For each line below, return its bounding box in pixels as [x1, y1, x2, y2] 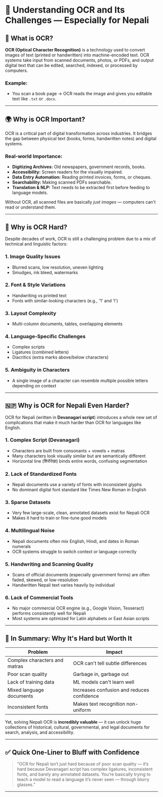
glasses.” [16, 781, 35, 787]
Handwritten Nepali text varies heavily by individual [12, 582, 115, 588]
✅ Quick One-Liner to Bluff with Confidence [5, 748, 140, 756]
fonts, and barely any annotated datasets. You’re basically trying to [16, 771, 151, 777]
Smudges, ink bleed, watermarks [12, 269, 79, 275]
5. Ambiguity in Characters [5, 366, 70, 373]
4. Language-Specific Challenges [5, 333, 86, 340]
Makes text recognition [73, 701, 125, 708]
